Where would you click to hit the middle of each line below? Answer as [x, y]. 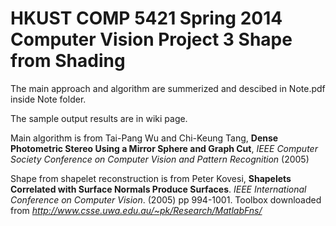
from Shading [68, 61]
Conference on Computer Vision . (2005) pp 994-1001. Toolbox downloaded [166, 199]
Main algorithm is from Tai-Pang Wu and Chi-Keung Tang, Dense [144, 138]
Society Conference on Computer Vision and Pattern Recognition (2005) [160, 159]
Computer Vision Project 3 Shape [151, 39]
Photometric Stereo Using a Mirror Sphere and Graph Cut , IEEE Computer [164, 148]
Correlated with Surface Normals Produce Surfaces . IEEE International [158, 189]
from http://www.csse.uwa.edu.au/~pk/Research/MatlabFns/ [136, 210]
